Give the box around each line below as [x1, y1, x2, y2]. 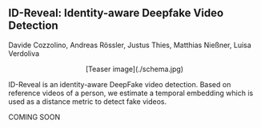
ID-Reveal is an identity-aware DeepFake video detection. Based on [8, 79, 231, 89]
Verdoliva [8, 48, 40, 58]
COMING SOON [8, 112, 61, 122]
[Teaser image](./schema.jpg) [85, 64, 184, 74]
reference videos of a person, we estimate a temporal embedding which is [8, 88, 254, 98]
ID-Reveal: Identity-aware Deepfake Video [8, 6, 224, 20]
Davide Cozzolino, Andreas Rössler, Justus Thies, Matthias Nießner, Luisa [8, 40, 252, 50]
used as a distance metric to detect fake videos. [8, 96, 167, 106]
